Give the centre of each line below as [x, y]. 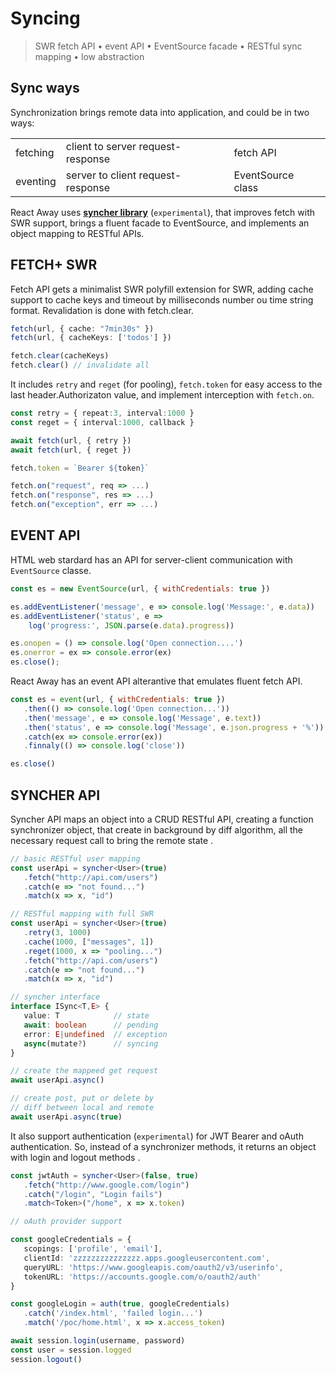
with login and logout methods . [75, 1157]
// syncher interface [55, 997]
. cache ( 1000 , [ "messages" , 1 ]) [89, 942]
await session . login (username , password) [98, 1341]
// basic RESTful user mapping [75, 858]
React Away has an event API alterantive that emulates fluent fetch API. [156, 681]
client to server [101, 146]
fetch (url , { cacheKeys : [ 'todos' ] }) [91, 338]
